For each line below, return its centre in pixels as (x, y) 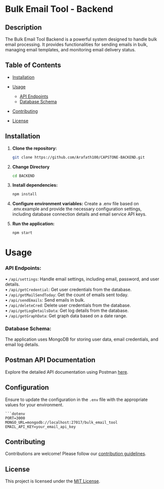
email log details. (22, 344)
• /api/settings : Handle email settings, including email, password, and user (82, 279)
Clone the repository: (34, 148)
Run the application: (33, 224)
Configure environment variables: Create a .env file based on (76, 204)
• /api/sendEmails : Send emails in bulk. (45, 300)
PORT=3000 (15, 418)
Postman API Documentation (50, 360)
